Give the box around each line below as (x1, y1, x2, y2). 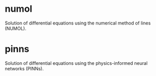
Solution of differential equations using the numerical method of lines (5, 20, 151, 26)
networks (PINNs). (5, 65, 44, 71)
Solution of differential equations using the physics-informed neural (5, 60, 148, 66)
